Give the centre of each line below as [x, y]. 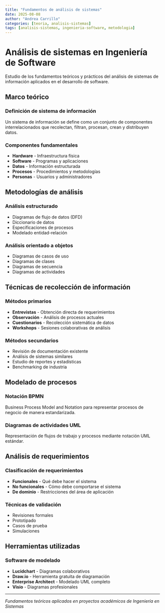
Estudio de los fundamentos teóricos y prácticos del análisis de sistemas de [82, 76]
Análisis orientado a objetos [39, 245]
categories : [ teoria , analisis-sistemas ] [48, 23]
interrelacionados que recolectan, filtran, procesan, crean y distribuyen [77, 127]
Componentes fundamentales [41, 145]
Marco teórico [27, 97]
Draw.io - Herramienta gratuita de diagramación [61, 576]
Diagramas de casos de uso [40, 256]
